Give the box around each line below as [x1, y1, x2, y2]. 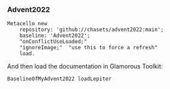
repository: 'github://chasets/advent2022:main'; [19, 26, 165, 34]
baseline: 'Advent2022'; [19, 32, 90, 39]
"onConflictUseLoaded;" [19, 38, 88, 45]
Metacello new [7, 21, 48, 27]
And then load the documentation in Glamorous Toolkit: [7, 62, 163, 71]
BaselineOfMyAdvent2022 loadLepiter [7, 75, 112, 83]
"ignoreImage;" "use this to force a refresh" [19, 44, 158, 51]
